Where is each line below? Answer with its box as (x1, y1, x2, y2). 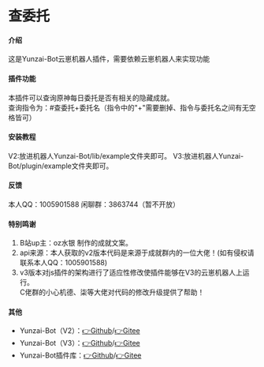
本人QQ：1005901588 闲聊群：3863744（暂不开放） (8, 200, 180, 209)
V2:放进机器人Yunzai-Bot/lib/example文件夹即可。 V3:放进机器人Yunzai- (8, 151, 244, 160)
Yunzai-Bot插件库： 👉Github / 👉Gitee (19, 350, 142, 360)
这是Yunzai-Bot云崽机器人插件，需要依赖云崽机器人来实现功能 (8, 54, 210, 64)
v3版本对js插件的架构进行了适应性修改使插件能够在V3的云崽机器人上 (19, 268, 243, 277)
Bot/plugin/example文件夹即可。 (8, 161, 113, 170)
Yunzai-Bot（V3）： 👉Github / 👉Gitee (19, 339, 140, 348)
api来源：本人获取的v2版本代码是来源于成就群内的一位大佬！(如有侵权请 (19, 248, 255, 257)
